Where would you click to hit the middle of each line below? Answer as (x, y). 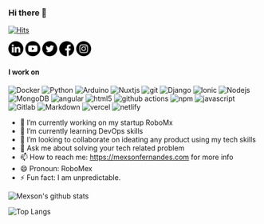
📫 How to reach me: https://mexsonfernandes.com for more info (126, 157)
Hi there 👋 (28, 13)
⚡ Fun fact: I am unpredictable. (70, 177)
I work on (24, 72)
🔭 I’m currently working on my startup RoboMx (96, 122)
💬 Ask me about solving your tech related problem (102, 148)
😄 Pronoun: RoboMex (56, 168)
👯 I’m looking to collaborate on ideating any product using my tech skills (138, 139)
